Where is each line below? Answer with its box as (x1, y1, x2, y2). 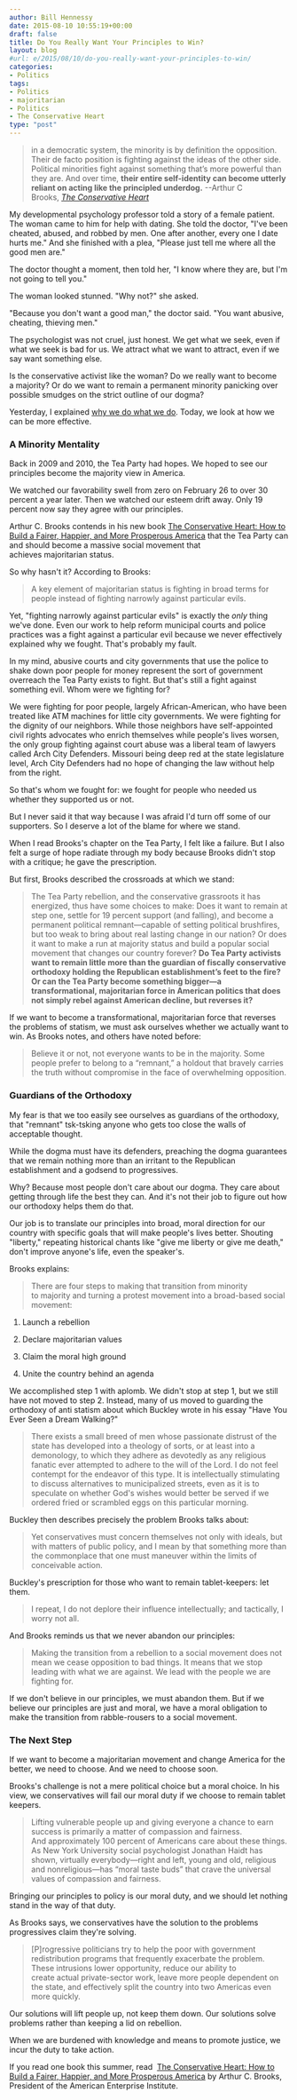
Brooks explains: (9, 1263, 70, 1274)
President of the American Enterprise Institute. (9, 2080, 179, 2091)
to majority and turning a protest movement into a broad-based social (30, 1289, 285, 1301)
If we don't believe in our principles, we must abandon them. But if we (9, 1692, 264, 1703)
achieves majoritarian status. (9, 550, 114, 560)
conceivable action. (30, 1559, 104, 1570)
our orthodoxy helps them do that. (9, 1201, 135, 1211)
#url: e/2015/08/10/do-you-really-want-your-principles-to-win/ (9, 54, 252, 63)
